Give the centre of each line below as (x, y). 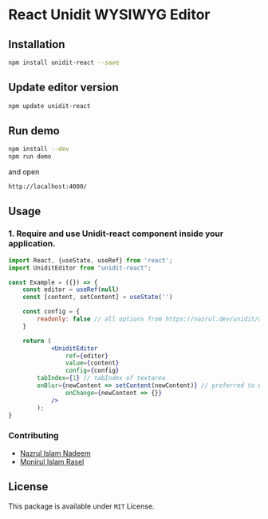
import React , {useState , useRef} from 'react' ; (91, 260)
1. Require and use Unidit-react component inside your (116, 234)
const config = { (51, 312)
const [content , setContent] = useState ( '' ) (98, 297)
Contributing (33, 436)
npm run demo (30, 157)
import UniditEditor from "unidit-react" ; (80, 268)
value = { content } (92, 363)
